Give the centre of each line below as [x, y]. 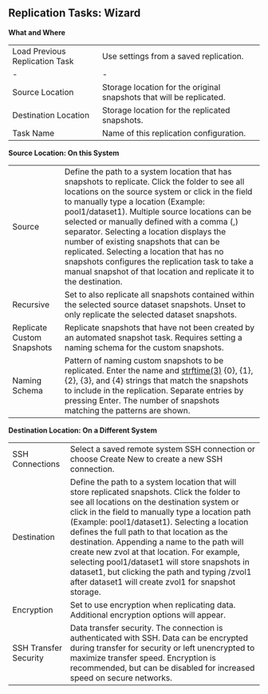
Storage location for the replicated [166, 110]
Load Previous [39, 51]
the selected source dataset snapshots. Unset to [155, 305]
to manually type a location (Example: [135, 201]
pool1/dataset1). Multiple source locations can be [158, 211]
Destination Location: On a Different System [83, 430]
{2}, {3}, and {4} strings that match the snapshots [156, 381]
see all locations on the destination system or [154, 501]
